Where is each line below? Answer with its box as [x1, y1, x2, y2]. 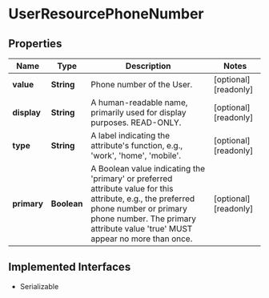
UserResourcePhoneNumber [8, 5, 204, 23]
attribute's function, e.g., [90, 140, 183, 151]
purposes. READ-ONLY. [90, 117, 182, 128]
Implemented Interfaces [8, 260, 131, 274]
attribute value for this [90, 183, 174, 194]
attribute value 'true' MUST [90, 223, 193, 234]
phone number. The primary [90, 213, 196, 224]
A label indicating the [90, 130, 171, 141]
